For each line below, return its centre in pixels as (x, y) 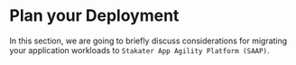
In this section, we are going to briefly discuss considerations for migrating (148, 41)
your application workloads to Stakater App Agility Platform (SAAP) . (139, 50)
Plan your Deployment (94, 16)
